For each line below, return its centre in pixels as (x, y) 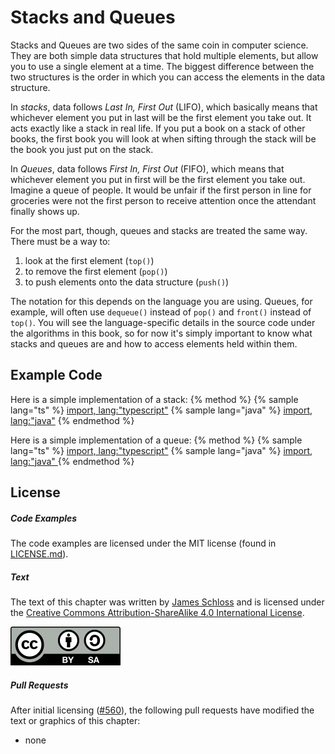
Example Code (56, 375)
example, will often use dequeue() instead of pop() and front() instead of (161, 312)
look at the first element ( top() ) (89, 260)
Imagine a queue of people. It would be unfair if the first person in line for (161, 190)
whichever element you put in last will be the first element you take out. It (161, 117)
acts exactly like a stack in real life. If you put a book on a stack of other (158, 128)
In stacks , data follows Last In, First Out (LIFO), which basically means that (164, 107)
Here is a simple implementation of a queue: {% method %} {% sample (156, 440)
